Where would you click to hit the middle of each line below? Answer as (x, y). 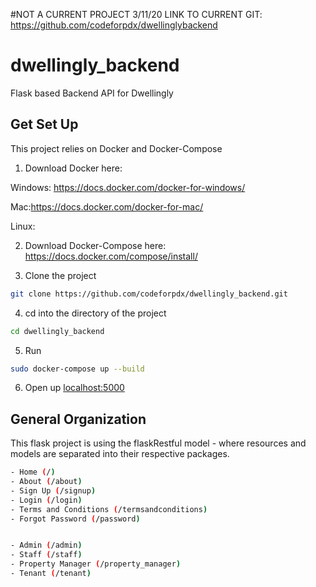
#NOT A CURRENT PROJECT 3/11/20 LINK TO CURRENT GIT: (136, 14)
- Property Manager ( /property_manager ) (96, 564)
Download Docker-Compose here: (95, 245)
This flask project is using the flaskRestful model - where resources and (158, 443)
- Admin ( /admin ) (46, 545)
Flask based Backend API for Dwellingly (92, 93)
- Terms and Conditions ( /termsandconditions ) (109, 509)
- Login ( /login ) (46, 500)
